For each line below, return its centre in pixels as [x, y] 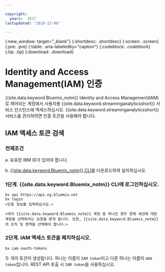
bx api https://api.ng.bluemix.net [42, 195]
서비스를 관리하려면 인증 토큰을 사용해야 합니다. [50, 116]
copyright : [16, 14]
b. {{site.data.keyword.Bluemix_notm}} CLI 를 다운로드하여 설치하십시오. [76, 170]
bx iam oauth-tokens [26, 248]
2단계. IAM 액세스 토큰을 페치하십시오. [48, 238]
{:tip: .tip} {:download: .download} [39, 52]
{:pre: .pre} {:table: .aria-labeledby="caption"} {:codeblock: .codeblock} [78, 47]
